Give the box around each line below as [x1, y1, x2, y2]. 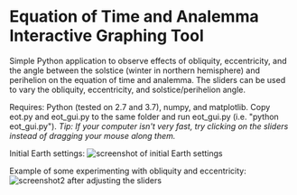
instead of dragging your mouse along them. [9, 130, 176, 141]
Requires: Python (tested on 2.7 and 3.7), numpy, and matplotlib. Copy [9, 101, 271, 112]
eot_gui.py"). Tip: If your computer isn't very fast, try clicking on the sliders [9, 120, 289, 132]
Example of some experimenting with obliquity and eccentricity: [9, 165, 246, 176]
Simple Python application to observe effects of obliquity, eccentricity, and [9, 55, 287, 66]
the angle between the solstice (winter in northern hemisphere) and [9, 65, 260, 76]
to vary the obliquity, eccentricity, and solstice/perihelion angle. [9, 84, 246, 95]
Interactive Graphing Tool [9, 25, 205, 46]
